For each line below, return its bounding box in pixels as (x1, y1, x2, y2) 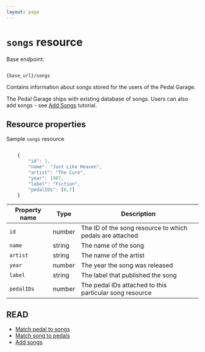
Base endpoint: (6, 56, 45, 63)
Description (121, 210, 156, 218)
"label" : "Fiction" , (28, 181, 81, 187)
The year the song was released (81, 261, 173, 270)
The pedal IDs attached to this (81, 281, 167, 290)
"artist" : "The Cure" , (28, 170, 86, 176)
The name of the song (81, 242, 145, 250)
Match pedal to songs (15, 326, 70, 333)
